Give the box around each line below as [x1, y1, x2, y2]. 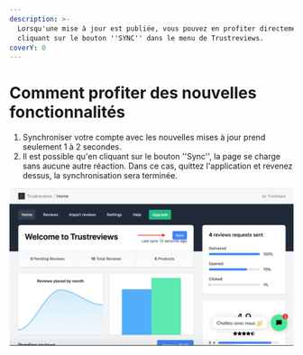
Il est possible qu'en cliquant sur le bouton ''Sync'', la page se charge [22, 151, 281, 162]
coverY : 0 [9, 43, 47, 52]
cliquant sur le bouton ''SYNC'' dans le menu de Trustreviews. [17, 33, 264, 42]
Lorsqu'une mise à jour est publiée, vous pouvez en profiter [17, 23, 256, 33]
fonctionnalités [9, 102, 126, 123]
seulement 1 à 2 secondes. [22, 141, 122, 152]
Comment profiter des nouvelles [9, 83, 257, 104]
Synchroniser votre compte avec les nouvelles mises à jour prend [22, 132, 266, 143]
